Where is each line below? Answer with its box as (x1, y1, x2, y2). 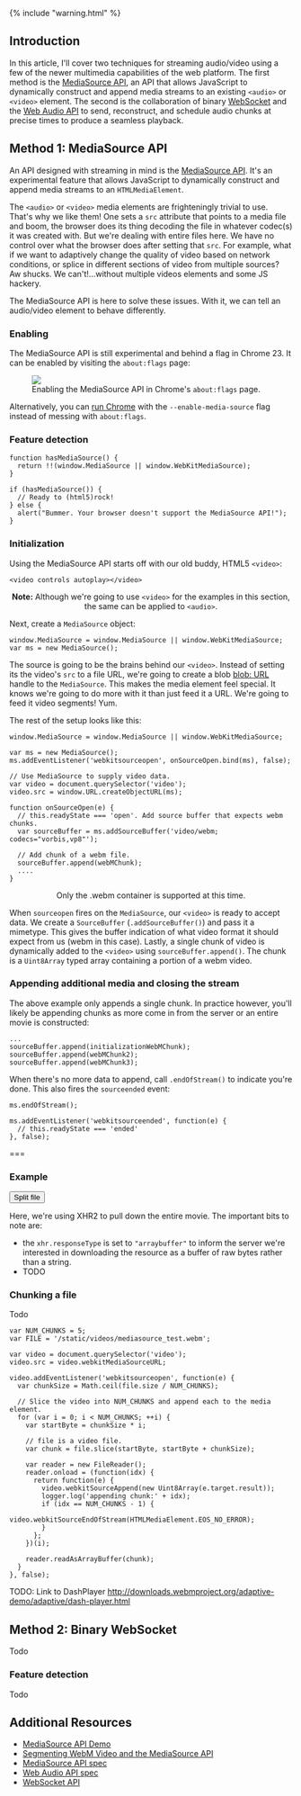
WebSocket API (22, 1777, 81, 1788)
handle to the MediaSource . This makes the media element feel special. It (9, 678, 276, 689)
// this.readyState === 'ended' (17, 1124, 139, 1133)
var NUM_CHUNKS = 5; (9, 1326, 87, 1335)
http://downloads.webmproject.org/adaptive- (107, 1586, 275, 1597)
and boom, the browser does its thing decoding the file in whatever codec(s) (9, 220, 293, 231)
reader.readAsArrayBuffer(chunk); (25, 1555, 155, 1564)
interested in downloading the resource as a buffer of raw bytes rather (22, 1247, 283, 1258)
